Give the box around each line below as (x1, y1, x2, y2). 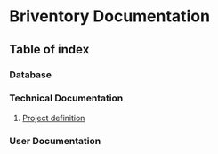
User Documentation (9, 134, 101, 147)
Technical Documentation (9, 92, 124, 104)
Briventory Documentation (9, 6, 211, 27)
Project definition (21, 112, 85, 123)
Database (9, 69, 52, 81)
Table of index (9, 42, 90, 57)
